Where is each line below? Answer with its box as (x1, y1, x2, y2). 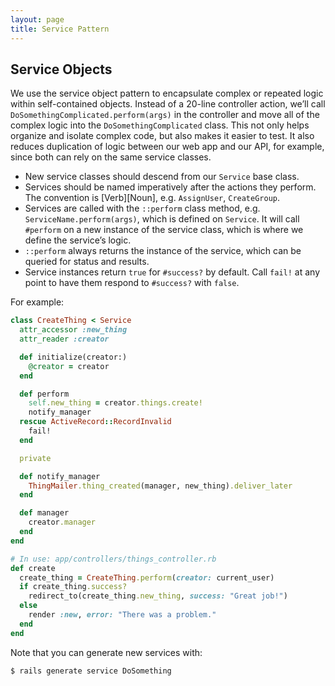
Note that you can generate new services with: (10, 646, 203, 658)
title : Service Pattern (10, 24, 110, 34)
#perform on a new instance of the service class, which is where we (24, 224, 304, 236)
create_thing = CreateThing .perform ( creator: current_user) (19, 572, 275, 583)
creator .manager (28, 517, 97, 528)
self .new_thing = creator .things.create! (28, 398, 203, 408)
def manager (19, 508, 70, 518)
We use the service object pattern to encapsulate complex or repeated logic (10, 87, 324, 100)
